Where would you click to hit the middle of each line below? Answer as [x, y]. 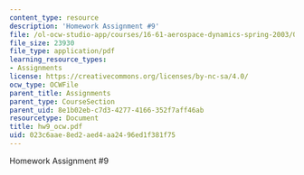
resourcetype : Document [54, 118]
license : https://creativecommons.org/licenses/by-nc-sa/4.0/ [129, 77]
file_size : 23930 [42, 43]
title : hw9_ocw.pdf [46, 127]
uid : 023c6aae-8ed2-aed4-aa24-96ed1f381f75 [93, 135]
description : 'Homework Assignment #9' [85, 26]
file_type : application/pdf [62, 51]
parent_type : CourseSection [62, 101]
